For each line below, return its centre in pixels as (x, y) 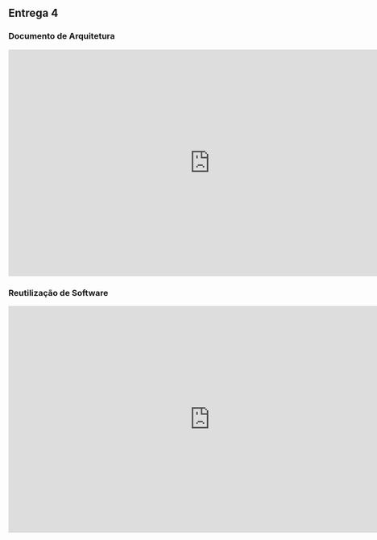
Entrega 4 (33, 13)
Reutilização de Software (58, 293)
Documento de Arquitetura (62, 36)
